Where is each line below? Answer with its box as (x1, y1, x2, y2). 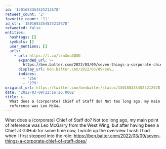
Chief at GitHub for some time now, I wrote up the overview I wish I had (5, 128, 150, 133)
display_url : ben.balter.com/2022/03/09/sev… (18, 67, 114, 72)
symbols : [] (9, 39, 35, 44)
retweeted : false (5, 26, 41, 31)
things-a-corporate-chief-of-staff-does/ (5, 138, 87, 144)
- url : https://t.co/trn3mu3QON (14, 53, 81, 58)
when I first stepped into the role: (5, 133, 73, 139)
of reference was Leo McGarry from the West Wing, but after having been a (5, 122, 159, 128)
